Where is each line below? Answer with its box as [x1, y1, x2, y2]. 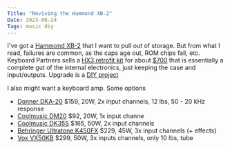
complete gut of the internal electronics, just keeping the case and [7, 63, 196, 72]
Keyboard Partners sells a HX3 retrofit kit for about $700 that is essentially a [7, 56, 224, 65]
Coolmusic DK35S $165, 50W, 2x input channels [17, 119, 155, 128]
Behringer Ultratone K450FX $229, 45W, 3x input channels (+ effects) [17, 126, 217, 135]
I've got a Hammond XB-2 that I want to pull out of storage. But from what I [7, 42, 220, 50]
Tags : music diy [7, 23, 54, 30]
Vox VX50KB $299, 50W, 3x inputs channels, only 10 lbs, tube [17, 134, 193, 142]
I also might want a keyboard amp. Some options [7, 84, 146, 93]
